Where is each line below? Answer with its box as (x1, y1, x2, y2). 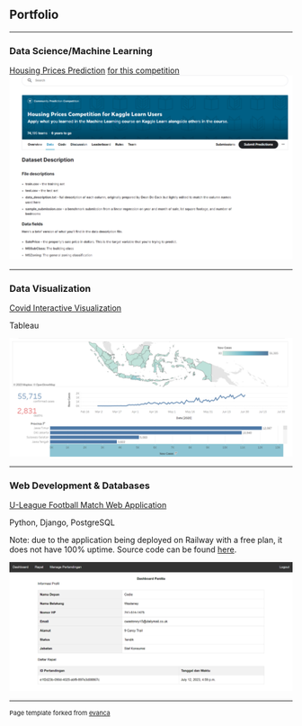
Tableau (9, 320, 40, 331)
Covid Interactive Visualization (9, 303, 122, 313)
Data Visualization (9, 282, 92, 295)
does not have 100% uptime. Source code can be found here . (9, 544, 237, 555)
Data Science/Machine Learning (9, 44, 153, 57)
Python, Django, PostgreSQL (9, 517, 115, 528)
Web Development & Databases (9, 479, 150, 492)
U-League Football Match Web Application (9, 500, 167, 511)
